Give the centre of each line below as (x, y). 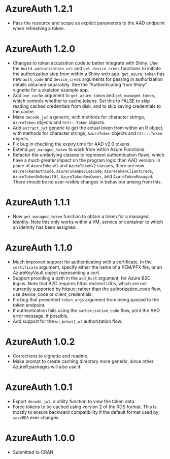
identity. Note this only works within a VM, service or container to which (88, 222)
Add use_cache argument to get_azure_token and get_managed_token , (84, 95)
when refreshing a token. (39, 28)
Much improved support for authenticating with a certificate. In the (82, 262)
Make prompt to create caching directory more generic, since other (83, 361)
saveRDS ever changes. (36, 417)
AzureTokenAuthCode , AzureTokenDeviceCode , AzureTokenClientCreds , (83, 171)
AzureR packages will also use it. (47, 366)
